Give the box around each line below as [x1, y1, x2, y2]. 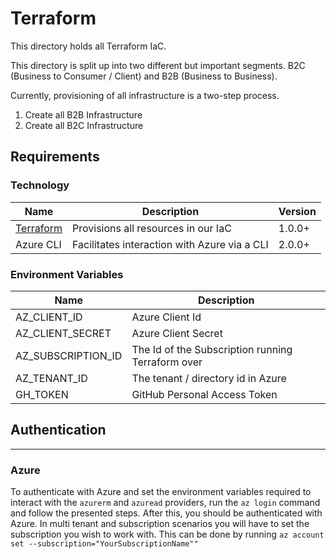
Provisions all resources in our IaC [72, 221, 232, 235]
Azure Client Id [131, 310, 202, 324]
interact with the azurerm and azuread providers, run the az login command [10, 497, 321, 509]
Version [278, 204, 317, 218]
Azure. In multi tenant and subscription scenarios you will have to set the [10, 518, 310, 530]
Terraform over [131, 355, 203, 369]
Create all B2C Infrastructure [24, 119, 144, 131]
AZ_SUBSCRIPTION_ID [15, 348, 123, 362]
